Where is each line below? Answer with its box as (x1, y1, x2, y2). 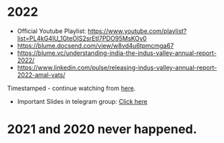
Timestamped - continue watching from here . (7, 84, 136, 92)
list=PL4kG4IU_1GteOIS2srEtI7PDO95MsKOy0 (16, 34, 147, 42)
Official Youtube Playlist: (16, 27, 87, 35)
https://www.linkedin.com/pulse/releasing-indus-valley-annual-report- (16, 63, 218, 71)
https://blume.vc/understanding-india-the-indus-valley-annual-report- (16, 49, 217, 57)
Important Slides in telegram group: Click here (16, 97, 148, 105)
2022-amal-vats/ (16, 70, 66, 79)
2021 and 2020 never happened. (7, 122, 197, 137)
